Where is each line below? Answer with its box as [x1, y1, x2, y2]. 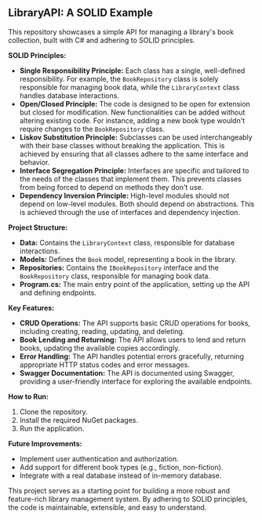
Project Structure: [8, 223, 68, 232]
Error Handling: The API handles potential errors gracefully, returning [19, 351, 245, 361]
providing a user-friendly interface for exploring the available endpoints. [19, 376, 253, 386]
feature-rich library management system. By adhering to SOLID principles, [8, 494, 249, 504]
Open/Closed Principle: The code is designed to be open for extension [19, 99, 251, 108]
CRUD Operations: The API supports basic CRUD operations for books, [19, 318, 251, 328]
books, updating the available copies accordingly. [19, 343, 180, 352]
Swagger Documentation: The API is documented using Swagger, [19, 368, 235, 377]
